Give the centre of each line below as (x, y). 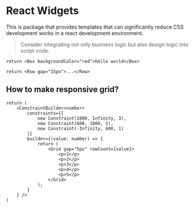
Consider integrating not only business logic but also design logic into (104, 44)
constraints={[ (46, 113)
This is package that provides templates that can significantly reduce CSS (95, 27)
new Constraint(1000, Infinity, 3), (82, 118)
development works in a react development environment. (75, 33)
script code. (35, 50)
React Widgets (43, 11)
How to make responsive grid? (63, 90)
